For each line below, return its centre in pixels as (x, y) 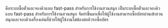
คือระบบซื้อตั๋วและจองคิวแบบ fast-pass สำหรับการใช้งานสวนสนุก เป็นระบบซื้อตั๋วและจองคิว (83, 8)
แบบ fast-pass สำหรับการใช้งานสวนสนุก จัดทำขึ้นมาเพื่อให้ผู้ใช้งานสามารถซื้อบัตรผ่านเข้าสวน (84, 14)
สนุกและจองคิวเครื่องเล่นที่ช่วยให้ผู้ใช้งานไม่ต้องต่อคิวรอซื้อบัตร (57, 19)
